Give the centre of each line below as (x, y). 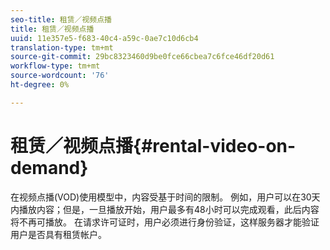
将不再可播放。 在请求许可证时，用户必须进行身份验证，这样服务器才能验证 (165, 222)
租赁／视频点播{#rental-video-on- (153, 145)
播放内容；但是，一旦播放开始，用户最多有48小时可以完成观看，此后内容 (169, 209)
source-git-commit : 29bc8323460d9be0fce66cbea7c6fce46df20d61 (142, 57)
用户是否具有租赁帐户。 (58, 234)
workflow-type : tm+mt (55, 66)
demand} (49, 167)
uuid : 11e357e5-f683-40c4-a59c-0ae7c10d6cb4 (104, 38)
